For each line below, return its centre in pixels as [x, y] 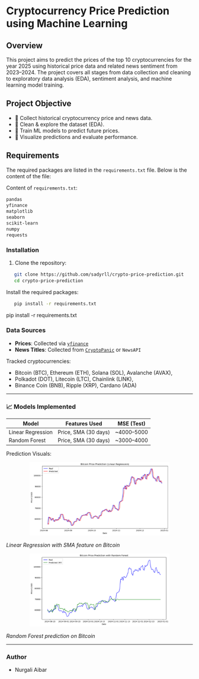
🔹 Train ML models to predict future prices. [67, 130]
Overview [25, 45]
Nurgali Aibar [31, 669]
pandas [14, 199]
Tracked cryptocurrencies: [38, 361]
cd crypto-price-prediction [49, 280]
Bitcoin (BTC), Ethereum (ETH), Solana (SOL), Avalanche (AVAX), [94, 372]
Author [17, 656]
